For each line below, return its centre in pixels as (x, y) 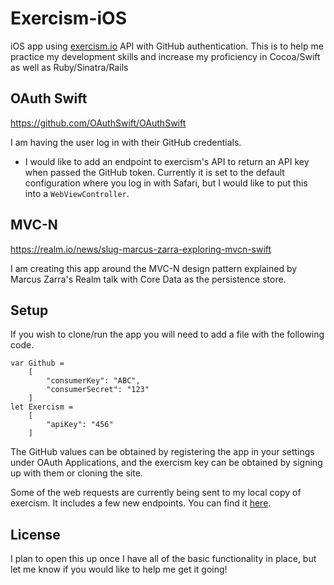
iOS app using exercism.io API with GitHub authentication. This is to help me (167, 46)
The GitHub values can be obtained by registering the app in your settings (162, 452)
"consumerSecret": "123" (98, 390)
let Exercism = (42, 407)
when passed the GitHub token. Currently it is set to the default (154, 172)
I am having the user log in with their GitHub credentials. (126, 142)
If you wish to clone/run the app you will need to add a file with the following (167, 334)
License (35, 534)
